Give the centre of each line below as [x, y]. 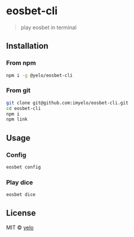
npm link [17, 119]
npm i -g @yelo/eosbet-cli [39, 75]
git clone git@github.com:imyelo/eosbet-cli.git [67, 103]
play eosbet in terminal [49, 27]
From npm [21, 63]
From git [18, 90]
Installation [27, 46]
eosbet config [24, 167]
